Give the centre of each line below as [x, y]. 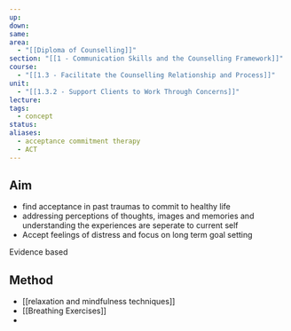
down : [19, 26]
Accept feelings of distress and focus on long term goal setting [137, 235]
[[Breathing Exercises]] [64, 311]
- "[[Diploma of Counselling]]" [77, 51]
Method [31, 280]
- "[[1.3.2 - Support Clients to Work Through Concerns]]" [129, 91]
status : [24, 125]
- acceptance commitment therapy [79, 141]
